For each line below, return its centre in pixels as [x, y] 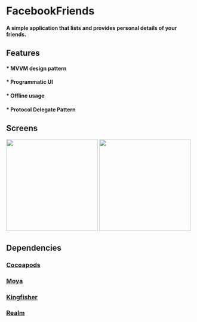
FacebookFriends [50, 11]
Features [23, 53]
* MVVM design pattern [36, 68]
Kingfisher [22, 297]
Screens [22, 128]
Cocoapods [23, 265]
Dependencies [34, 247]
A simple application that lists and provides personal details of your [92, 28]
